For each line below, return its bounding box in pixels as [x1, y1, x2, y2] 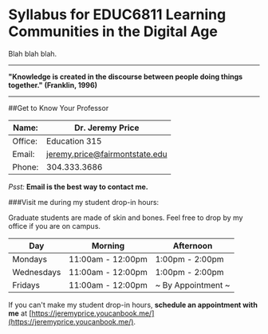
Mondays [12, 253, 48, 265]
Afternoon [172, 240, 213, 251]
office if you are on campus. [8, 221, 101, 230]
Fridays [12, 279, 41, 290]
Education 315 [46, 136, 102, 147]
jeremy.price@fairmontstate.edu [46, 148, 167, 159]
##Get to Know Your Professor [8, 103, 109, 112]
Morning [91, 240, 125, 251]
